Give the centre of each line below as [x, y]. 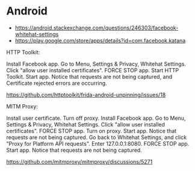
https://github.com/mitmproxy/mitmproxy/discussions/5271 [79, 161]
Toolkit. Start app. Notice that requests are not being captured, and [89, 76]
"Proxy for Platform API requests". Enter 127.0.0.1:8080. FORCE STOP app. [98, 143]
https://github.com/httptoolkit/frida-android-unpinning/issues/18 [86, 95]
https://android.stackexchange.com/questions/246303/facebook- [97, 28]
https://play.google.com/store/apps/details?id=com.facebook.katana [100, 40]
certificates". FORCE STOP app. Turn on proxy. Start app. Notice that [91, 131]
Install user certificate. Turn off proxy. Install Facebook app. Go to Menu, [96, 118]
